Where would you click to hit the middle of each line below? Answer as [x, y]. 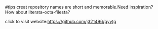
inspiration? [141, 7]
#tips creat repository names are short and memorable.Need [67, 7]
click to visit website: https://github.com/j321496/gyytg [61, 22]
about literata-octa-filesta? [43, 12]
